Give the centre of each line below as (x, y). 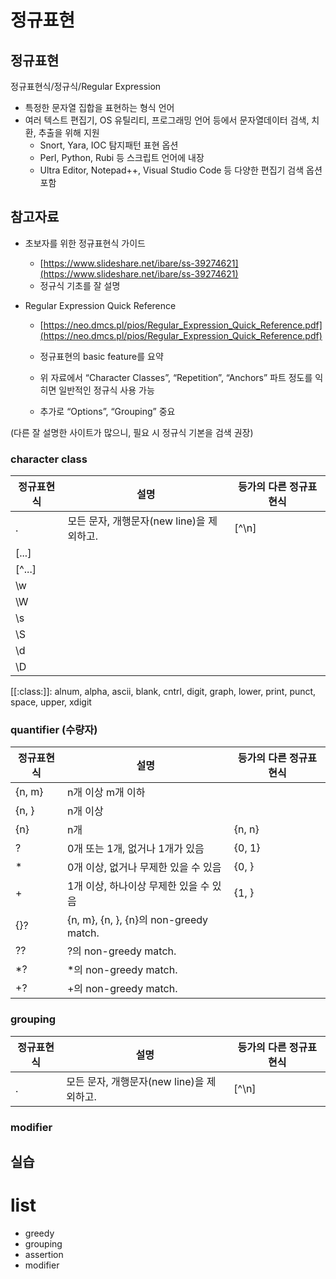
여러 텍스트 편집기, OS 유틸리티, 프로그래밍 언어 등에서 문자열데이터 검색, (167, 120)
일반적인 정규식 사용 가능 (106, 390)
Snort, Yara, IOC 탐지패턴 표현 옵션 (109, 145)
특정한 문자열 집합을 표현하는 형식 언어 (99, 107)
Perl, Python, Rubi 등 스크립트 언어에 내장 (122, 157)
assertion (44, 1254)
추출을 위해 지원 (69, 132)
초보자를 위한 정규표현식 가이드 (85, 243)
